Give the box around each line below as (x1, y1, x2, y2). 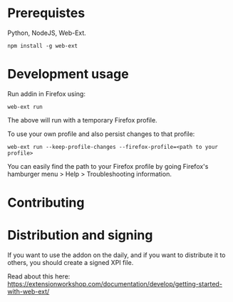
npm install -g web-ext (7, 42, 78, 49)
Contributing (7, 194, 85, 211)
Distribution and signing (7, 227, 153, 244)
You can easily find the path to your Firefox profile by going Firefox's (7, 162, 209, 170)
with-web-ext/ (7, 287, 50, 296)
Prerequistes (7, 5, 86, 21)
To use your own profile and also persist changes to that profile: (7, 130, 195, 138)
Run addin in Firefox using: (7, 89, 86, 98)
